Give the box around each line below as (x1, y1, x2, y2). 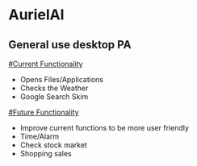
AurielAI (8, 6, 65, 24)
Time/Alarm (19, 131, 60, 141)
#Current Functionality (8, 59, 83, 68)
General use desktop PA (8, 38, 132, 52)
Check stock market (19, 140, 87, 150)
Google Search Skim (19, 92, 89, 102)
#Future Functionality (8, 107, 79, 117)
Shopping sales (19, 149, 72, 158)
